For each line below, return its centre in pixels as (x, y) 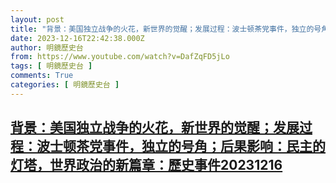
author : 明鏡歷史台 (47, 47)
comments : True (42, 76)
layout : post (37, 19)
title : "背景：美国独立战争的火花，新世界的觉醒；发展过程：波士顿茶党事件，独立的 (162, 29)
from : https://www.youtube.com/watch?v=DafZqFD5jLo (120, 57)
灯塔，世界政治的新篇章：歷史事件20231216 (146, 165)
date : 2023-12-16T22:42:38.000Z (77, 38)
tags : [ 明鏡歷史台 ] (51, 66)
